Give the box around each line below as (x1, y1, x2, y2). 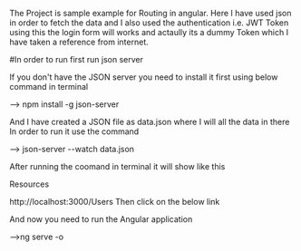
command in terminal (9, 82, 89, 92)
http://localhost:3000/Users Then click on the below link (9, 197, 220, 207)
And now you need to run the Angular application (9, 214, 193, 225)
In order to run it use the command (9, 126, 140, 137)
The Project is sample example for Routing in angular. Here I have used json (9, 8, 292, 18)
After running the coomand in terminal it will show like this (9, 161, 226, 171)
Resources (9, 179, 50, 189)
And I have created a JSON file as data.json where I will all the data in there (9, 117, 290, 127)
